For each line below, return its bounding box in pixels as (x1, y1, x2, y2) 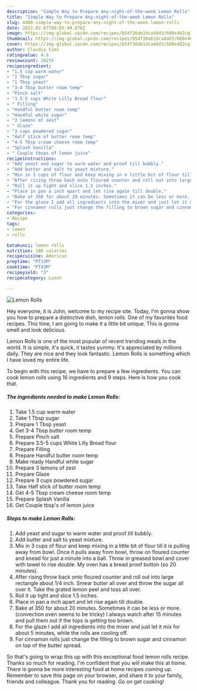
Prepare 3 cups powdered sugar (15, 477, 94, 484)
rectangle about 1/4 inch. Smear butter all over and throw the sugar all (15, 579, 184, 586)
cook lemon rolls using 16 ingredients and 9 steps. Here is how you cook (6, 374, 181, 381)
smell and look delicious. (6, 326, 66, 333)
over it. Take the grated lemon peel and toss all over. (15, 586, 141, 593)
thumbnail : (6, 36, 33, 42)
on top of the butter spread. (15, 642, 82, 649)
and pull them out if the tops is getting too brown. (15, 617, 134, 624)
